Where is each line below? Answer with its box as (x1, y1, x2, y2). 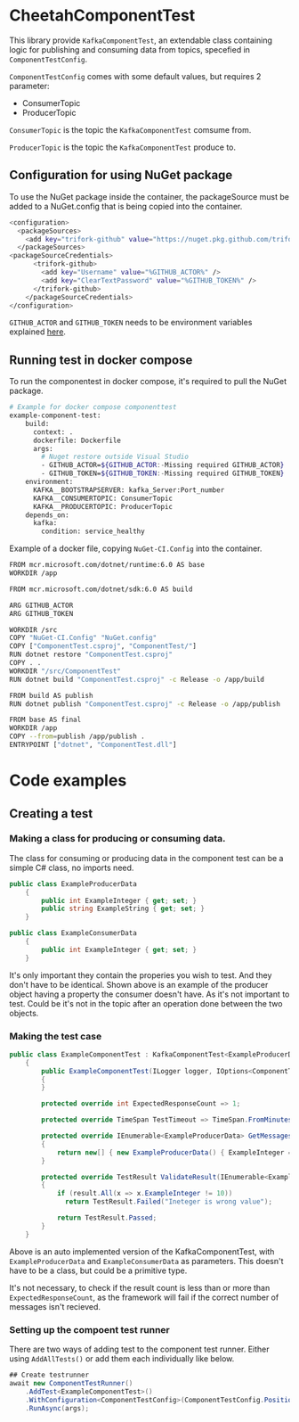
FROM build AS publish (9, 691, 93, 700)
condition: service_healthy (41, 527, 145, 536)
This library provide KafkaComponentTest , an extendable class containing (9, 35, 273, 45)
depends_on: (25, 510, 69, 520)
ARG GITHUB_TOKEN (9, 609, 74, 618)
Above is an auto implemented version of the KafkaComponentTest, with (9, 1245, 275, 1257)
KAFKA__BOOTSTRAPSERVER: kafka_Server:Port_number (32, 485, 225, 495)
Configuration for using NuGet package (9, 168, 233, 183)
